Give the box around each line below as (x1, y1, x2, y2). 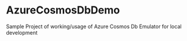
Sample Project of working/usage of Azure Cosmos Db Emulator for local (6, 23, 182, 30)
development (6, 29, 38, 36)
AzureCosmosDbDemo (6, 4, 120, 17)
